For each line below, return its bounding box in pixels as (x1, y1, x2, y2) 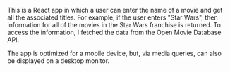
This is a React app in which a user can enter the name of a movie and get (7, 6, 223, 14)
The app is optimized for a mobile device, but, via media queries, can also (7, 49, 222, 57)
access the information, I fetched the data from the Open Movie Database (7, 28, 222, 36)
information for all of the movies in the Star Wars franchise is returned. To (7, 21, 221, 29)
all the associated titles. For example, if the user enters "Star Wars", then (7, 13, 219, 22)
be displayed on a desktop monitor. (7, 57, 110, 65)
